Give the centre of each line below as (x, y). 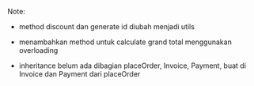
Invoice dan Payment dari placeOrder (80, 74)
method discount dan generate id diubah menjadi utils (107, 26)
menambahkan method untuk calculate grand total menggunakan (125, 42)
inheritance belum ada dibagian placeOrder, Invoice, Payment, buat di (133, 65)
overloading (38, 50)
